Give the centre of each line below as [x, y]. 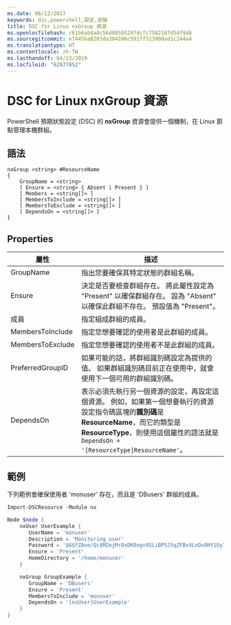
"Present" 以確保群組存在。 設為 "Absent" [149, 296]
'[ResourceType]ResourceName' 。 [134, 450]
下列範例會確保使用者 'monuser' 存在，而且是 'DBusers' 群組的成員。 [105, 494]
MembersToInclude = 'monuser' [72, 596]
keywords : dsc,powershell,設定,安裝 [57, 20]
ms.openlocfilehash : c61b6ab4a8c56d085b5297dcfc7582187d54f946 [100, 33]
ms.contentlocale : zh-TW [43, 52]
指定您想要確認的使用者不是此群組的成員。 [150, 345]
